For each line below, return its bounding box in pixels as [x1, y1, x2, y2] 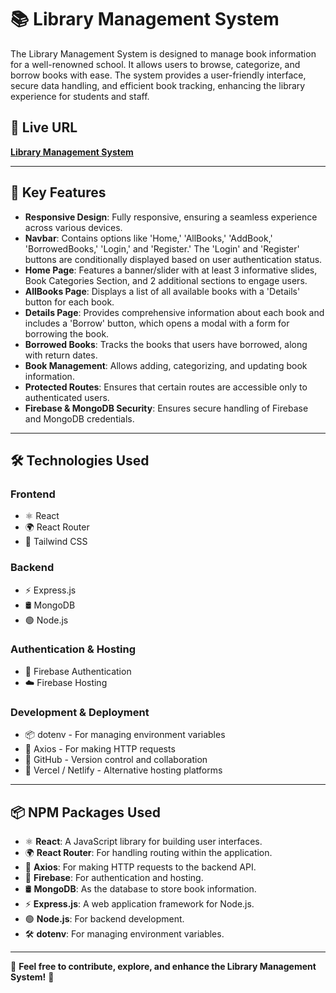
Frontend [10, 487, 56, 501]
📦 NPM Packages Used [10, 804, 161, 821]
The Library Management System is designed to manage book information [10, 47, 317, 60]
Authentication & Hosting [10, 642, 136, 656]
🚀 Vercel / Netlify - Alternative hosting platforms [24, 764, 223, 776]
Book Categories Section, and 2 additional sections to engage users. [24, 274, 308, 286]
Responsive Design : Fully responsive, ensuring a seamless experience [24, 211, 318, 223]
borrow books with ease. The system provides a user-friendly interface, [10, 69, 307, 81]
